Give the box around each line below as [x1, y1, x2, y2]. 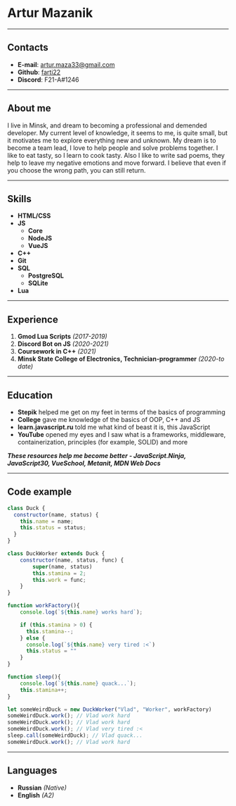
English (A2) [17, 790, 55, 799]
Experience [7, 314, 58, 325]
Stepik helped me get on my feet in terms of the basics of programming [17, 408, 226, 416]
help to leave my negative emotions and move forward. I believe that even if [7, 159, 226, 167]
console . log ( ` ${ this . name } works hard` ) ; [20, 609, 143, 616]
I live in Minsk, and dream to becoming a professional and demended [7, 121, 207, 130]
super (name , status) [32, 563, 93, 570]
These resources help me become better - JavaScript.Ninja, [7, 452, 186, 459]
